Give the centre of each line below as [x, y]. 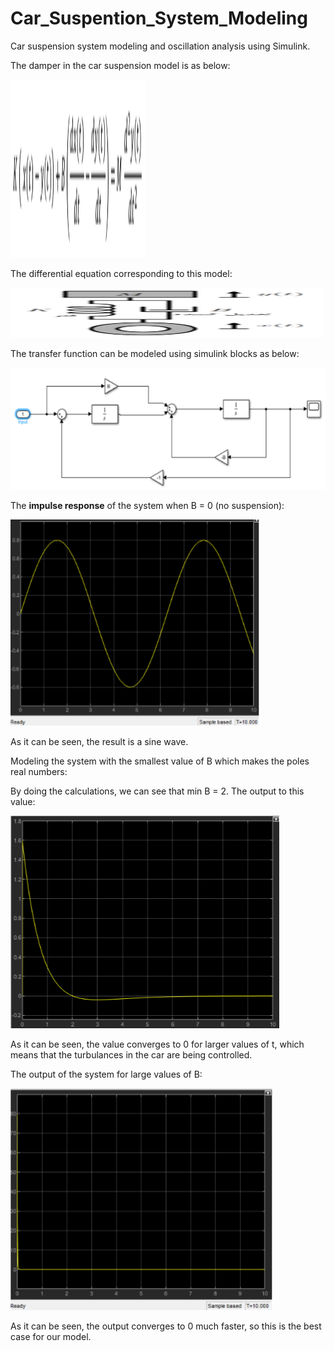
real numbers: [39, 771]
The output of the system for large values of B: [106, 1074]
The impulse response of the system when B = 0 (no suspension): [147, 505]
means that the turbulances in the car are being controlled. [131, 1054]
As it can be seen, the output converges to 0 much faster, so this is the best [166, 1326]
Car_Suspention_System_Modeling [159, 18]
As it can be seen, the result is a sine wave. [99, 741]
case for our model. [51, 1336]
